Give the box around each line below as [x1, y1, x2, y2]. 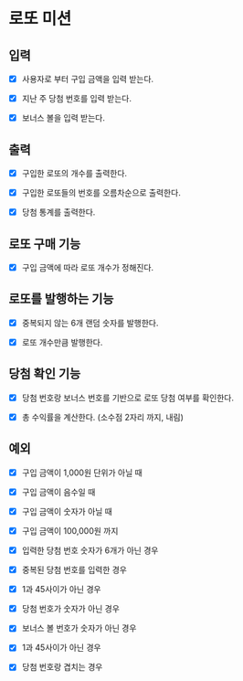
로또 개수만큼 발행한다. [21, 336, 103, 347]
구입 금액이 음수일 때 [21, 486, 96, 497]
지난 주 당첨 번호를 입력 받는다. [21, 93, 132, 104]
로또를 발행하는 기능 [8, 292, 114, 307]
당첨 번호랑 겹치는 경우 [21, 662, 103, 673]
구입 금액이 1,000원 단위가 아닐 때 [21, 467, 143, 478]
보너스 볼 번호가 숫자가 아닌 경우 [21, 622, 137, 633]
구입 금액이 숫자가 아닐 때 [21, 505, 113, 516]
